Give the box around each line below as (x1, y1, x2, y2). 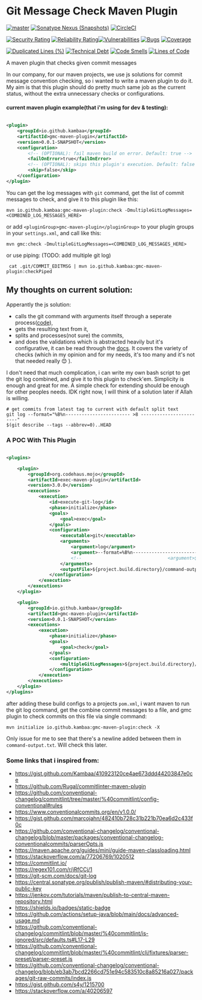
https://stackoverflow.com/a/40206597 (14, 987, 113, 995)
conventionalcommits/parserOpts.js (14, 841, 103, 848)
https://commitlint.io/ (14, 859, 67, 867)
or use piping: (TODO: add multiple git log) (6, 252, 111, 259)
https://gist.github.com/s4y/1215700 (14, 981, 105, 988)
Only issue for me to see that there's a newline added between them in (6, 735, 182, 742)
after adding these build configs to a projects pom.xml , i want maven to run (6, 700, 190, 707)
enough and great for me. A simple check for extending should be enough (6, 381, 190, 389)
